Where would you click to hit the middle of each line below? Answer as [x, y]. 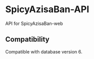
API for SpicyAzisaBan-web [34, 23]
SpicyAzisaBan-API [47, 9]
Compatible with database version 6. [44, 51]
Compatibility [27, 39]
